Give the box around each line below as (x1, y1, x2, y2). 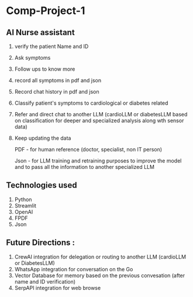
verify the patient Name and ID (14, 43, 89, 50)
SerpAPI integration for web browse (14, 284, 101, 291)
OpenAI (14, 208, 33, 215)
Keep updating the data (14, 134, 71, 141)
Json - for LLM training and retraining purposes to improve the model (14, 157, 182, 164)
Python (14, 196, 32, 203)
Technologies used (6, 180, 77, 191)
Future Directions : (6, 238, 75, 248)
